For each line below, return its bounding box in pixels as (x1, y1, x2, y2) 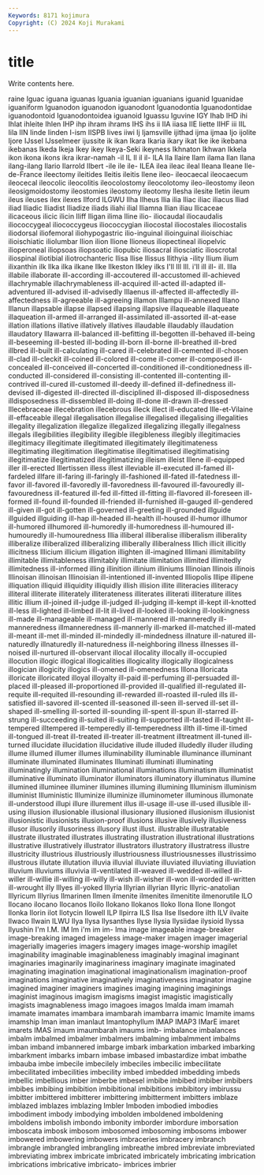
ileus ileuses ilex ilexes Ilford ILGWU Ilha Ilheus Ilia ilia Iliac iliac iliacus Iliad (8, 195, 249, 205)
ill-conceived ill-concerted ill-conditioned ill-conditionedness (43, 362, 243, 372)
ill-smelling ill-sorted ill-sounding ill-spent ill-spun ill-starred (34, 707, 229, 716)
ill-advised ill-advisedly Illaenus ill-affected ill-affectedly (46, 287, 229, 297)
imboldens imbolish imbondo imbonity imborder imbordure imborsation (8, 1118, 239, 1128)
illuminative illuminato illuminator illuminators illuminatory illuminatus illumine (8, 774, 256, 783)
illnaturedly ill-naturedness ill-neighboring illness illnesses (40, 640, 229, 649)
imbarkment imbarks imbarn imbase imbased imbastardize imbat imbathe (8, 1051, 247, 1061)
